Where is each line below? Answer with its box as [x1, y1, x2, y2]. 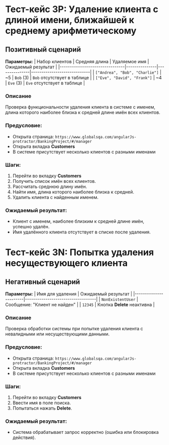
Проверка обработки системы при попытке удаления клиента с [5, 326, 143, 332]
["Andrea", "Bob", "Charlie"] [95, 70, 159, 75]
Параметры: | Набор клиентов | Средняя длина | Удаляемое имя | [5, 59, 149, 64]
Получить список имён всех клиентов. [12, 178, 96, 184]
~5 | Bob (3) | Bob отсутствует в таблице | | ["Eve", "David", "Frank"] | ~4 [5, 75, 162, 80]
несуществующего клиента [5, 258, 128, 269]
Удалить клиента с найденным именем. [12, 194, 99, 200]
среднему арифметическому [5, 25, 137, 36]
